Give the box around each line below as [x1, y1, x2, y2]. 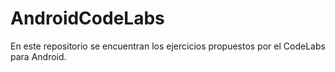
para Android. [10, 50, 67, 62]
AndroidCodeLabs [10, 7, 165, 30]
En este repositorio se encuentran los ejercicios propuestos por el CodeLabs [10, 40, 326, 52]
